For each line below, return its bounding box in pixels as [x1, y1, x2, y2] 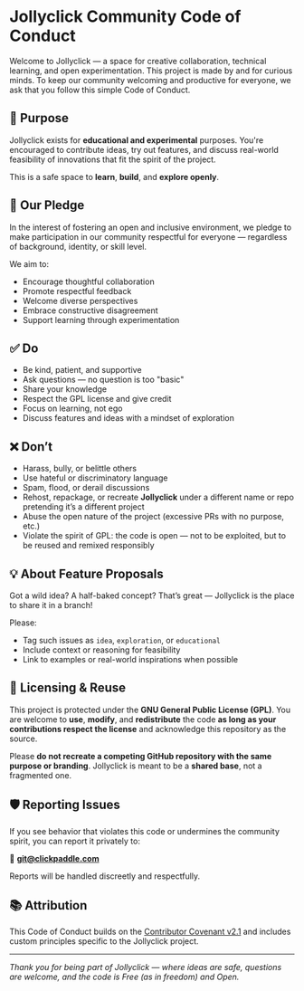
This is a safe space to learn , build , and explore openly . [9, 171, 220, 182]
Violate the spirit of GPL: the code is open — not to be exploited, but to [22, 530, 287, 541]
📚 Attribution [9, 898, 88, 913]
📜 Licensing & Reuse [9, 681, 127, 696]
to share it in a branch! [9, 600, 93, 610]
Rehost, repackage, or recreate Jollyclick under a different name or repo [22, 491, 294, 503]
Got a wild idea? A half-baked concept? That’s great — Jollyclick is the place [9, 590, 295, 601]
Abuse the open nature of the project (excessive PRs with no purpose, [22, 511, 285, 522]
